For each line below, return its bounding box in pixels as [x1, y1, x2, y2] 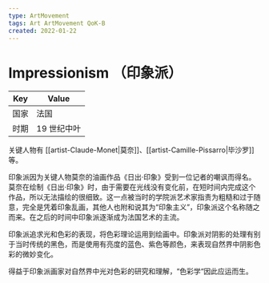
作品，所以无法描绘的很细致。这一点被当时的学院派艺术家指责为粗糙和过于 [8, 192, 254, 202]
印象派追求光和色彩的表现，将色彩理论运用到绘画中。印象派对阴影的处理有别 [8, 229, 261, 239]
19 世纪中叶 [36, 123, 82, 135]
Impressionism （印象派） [8, 63, 183, 82]
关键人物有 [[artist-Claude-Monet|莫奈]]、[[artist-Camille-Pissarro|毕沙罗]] [8, 145, 255, 155]
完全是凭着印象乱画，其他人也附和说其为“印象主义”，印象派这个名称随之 [22, 202, 260, 212]
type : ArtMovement [8, 11, 70, 20]
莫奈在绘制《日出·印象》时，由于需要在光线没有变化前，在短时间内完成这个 [8, 182, 256, 192]
